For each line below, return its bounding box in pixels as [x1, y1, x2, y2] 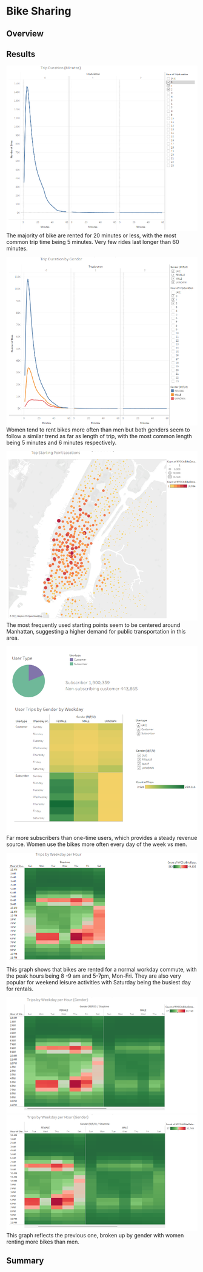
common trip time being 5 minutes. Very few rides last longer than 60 [6, 238, 180, 245]
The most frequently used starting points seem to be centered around [6, 621, 181, 629]
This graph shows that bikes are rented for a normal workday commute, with [6, 966, 197, 973]
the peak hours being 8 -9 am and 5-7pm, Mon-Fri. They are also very [6, 972, 182, 979]
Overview [6, 29, 44, 39]
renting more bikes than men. [6, 1238, 80, 1245]
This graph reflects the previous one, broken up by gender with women [6, 1231, 184, 1239]
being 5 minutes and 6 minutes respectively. [6, 439, 117, 447]
